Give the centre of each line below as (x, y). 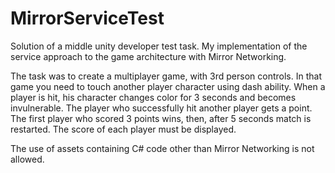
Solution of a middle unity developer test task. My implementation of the (159, 46)
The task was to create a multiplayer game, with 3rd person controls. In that (166, 76)
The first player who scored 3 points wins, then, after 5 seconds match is (161, 118)
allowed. (27, 159)
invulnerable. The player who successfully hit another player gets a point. (161, 108)
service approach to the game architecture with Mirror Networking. (148, 56)
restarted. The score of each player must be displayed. (123, 129)
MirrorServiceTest (87, 18)
